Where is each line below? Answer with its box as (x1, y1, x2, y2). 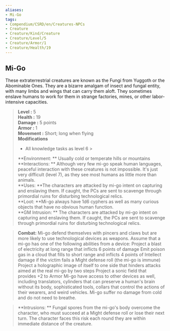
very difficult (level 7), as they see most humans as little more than (17, 172, 157, 178)
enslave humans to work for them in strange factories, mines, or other (5, 93, 151, 100)
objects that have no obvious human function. (17, 204, 114, 210)
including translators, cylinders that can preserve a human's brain (17, 279, 155, 285)
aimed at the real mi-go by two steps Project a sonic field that (17, 268, 147, 274)
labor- (152, 93, 165, 100)
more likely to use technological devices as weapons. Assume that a (17, 236, 161, 242)
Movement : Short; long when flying (17, 130, 94, 137)
